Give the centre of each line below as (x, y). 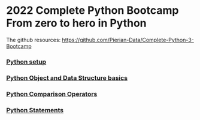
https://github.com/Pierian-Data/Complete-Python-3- (128, 40)
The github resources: (34, 40)
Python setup (26, 62)
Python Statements (35, 110)
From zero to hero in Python (76, 23)
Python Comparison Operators (52, 94)
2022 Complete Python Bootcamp (93, 10)
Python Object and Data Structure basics (67, 77)
